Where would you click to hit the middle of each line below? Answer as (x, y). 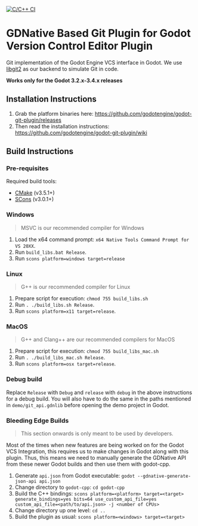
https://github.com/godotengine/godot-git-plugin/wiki (81, 133)
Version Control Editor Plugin (80, 46)
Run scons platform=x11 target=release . (65, 311)
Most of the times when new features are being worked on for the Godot (95, 445)
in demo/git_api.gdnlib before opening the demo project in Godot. (88, 405)
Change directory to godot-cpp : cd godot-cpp (70, 487)
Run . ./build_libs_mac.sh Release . (60, 358)
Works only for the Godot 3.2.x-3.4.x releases (64, 80)
